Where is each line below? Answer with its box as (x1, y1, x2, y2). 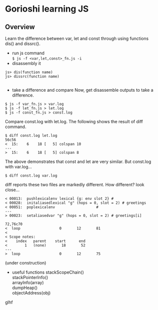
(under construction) (5, 260, 47, 266)
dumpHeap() (12, 285, 38, 291)
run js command (12, 50, 45, 56)
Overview (5, 23, 35, 31)
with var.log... (5, 164, 32, 170)
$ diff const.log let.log (5, 133, 57, 138)
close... (5, 187, 20, 193)
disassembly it (12, 61, 41, 66)
